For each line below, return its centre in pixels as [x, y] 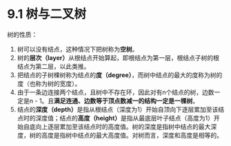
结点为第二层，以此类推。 [53, 66]
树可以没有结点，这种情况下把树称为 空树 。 [78, 49]
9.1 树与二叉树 [47, 14]
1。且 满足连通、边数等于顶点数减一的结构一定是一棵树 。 [119, 101]
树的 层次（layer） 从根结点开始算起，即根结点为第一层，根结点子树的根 [118, 58]
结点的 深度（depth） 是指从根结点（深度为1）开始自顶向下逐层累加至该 [118, 109]
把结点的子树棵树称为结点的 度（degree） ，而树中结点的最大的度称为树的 [120, 75]
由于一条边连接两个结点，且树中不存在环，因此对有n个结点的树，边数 [116, 92]
